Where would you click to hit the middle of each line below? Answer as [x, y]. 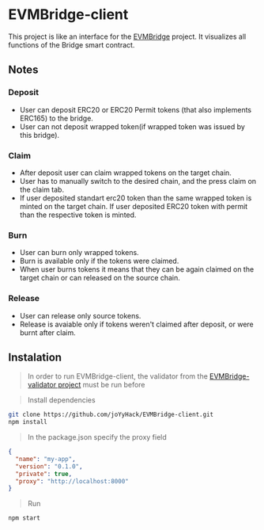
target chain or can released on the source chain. [100, 278]
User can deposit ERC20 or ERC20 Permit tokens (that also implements [135, 109]
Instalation [35, 357]
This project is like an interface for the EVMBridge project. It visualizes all [127, 36]
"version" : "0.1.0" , [49, 466]
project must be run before [102, 385]
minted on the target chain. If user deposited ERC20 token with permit [134, 206]
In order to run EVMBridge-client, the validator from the [117, 376]
